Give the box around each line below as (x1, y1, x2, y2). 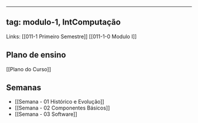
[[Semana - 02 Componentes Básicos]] (14, 104, 110, 112)
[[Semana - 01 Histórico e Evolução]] (14, 98, 104, 105)
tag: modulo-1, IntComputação (6, 17, 121, 27)
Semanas (6, 83, 41, 93)
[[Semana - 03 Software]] (14, 111, 78, 118)
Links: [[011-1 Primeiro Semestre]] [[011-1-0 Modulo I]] (6, 33, 137, 40)
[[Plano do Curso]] (6, 65, 51, 72)
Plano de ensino (6, 50, 67, 60)
